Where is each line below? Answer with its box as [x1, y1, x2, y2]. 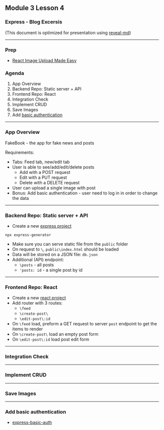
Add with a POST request [19, 169, 71, 175]
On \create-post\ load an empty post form [12, 331, 99, 337]
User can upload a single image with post [12, 185, 96, 191]
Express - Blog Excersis [5, 19, 62, 25]
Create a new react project [12, 295, 66, 301]
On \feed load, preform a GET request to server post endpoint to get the [12, 321, 157, 327]
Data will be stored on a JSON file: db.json [12, 251, 98, 257]
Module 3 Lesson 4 [5, 4, 64, 12]
